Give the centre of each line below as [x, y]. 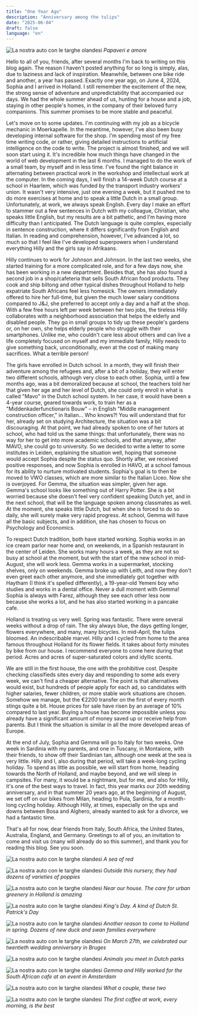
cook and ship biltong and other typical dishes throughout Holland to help [95, 285]
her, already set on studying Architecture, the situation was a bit [84, 421]
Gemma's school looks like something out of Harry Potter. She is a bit [90, 490]
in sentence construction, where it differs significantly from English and [93, 230]
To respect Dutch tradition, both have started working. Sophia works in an [96, 539]
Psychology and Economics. [40, 528]
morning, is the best [30, 1006]
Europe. [16, 731]
